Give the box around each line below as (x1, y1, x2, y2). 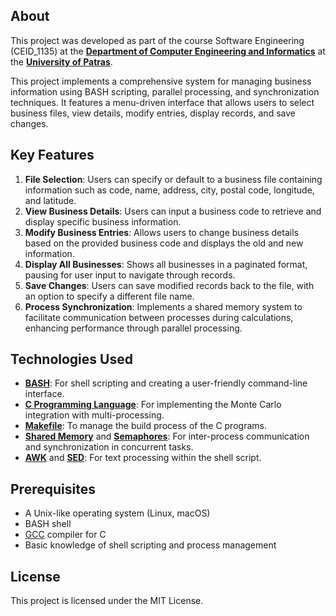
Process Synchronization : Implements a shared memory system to (24, 300, 303, 313)
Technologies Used (10, 351, 133, 368)
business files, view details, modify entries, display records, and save (10, 107, 296, 119)
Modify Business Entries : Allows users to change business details (24, 226, 299, 238)
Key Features (10, 147, 95, 164)
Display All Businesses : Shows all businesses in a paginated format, (24, 258, 308, 270)
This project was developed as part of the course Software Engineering (10, 34, 305, 46)
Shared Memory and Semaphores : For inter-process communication (24, 430, 310, 443)
